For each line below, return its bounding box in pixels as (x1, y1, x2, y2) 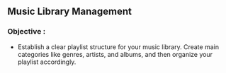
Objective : (7, 27, 46, 36)
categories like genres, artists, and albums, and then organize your (17, 50, 213, 58)
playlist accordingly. (17, 58, 77, 66)
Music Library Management (7, 6, 132, 18)
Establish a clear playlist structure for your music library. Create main (17, 42, 220, 51)
